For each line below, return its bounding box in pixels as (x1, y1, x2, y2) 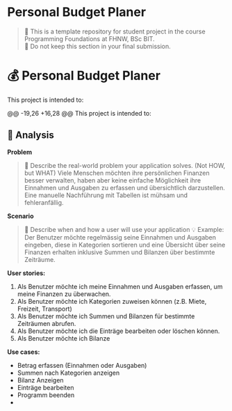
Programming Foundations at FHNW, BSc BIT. (24, 34, 155, 42)
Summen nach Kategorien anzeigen (17, 369, 120, 377)
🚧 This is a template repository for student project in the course (24, 27, 206, 36)
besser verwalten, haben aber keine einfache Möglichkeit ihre (24, 176, 201, 185)
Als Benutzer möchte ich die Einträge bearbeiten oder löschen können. (17, 327, 220, 335)
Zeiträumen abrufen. (17, 319, 76, 327)
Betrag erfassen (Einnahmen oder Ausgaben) (17, 361, 147, 369)
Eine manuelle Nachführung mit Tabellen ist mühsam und (24, 191, 188, 199)
